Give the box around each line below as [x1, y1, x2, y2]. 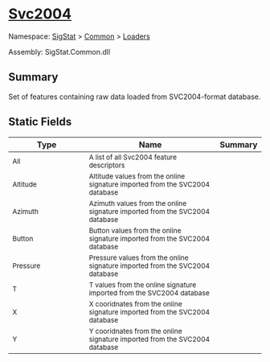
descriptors [88, 160, 125, 170]
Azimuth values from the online [88, 199, 187, 208]
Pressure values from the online [88, 253, 189, 262]
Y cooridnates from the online [88, 327, 182, 335]
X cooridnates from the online [88, 299, 182, 308]
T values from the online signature [88, 280, 197, 290]
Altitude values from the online [88, 171, 186, 181]
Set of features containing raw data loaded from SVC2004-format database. [8, 92, 261, 101]
